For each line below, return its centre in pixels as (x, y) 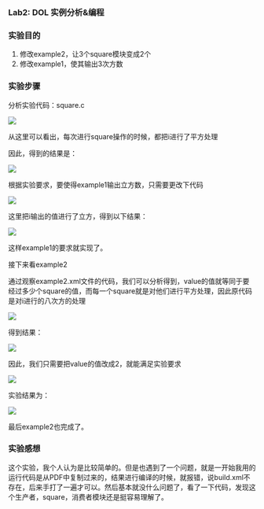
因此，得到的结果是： (42, 153)
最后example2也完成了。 (48, 426)
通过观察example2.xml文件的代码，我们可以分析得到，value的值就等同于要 (129, 281)
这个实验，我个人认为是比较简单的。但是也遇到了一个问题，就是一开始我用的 (132, 467)
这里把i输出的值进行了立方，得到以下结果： (78, 216)
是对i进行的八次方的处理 (47, 301)
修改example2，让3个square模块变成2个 (85, 54)
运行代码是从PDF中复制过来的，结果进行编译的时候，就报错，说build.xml (126, 477)
